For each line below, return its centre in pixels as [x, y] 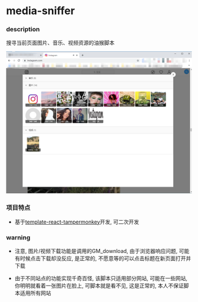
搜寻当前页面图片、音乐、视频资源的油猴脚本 [60, 43]
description [23, 29]
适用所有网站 [35, 293]
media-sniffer [41, 11]
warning [18, 237]
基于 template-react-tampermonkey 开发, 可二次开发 [77, 222]
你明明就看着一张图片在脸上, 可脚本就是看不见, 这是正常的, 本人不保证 [99, 285]
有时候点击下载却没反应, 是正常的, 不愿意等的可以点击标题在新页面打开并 [103, 258]
